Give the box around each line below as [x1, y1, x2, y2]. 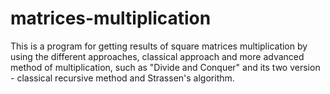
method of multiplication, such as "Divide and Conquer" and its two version [10, 61, 321, 73]
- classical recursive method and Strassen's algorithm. [10, 72, 235, 84]
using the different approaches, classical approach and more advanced [10, 50, 305, 62]
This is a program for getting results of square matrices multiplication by [10, 40, 308, 52]
